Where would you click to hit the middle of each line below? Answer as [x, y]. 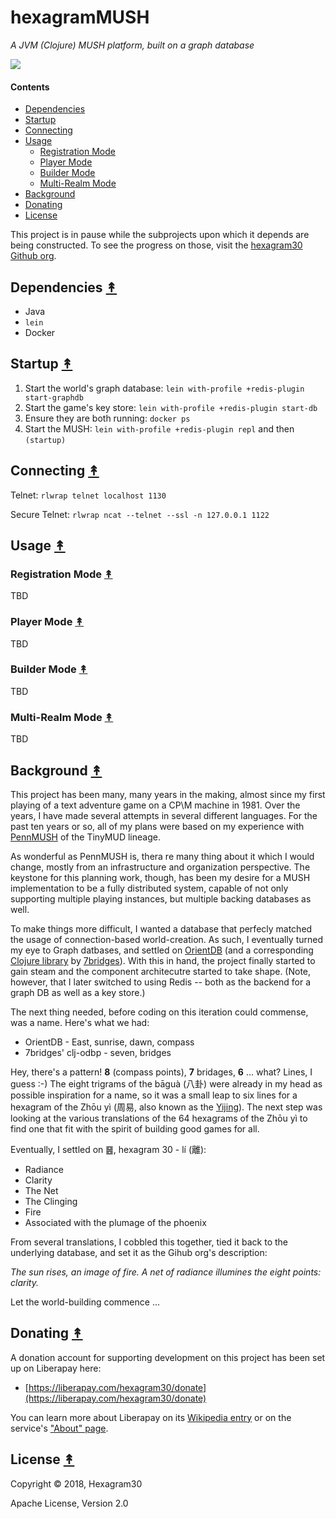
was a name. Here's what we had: [80, 1022]
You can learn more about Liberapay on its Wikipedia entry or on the [151, 1417]
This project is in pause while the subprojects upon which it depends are [160, 235]
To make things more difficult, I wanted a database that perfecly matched [161, 928]
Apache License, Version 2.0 [69, 1503]
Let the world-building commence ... [85, 1302]
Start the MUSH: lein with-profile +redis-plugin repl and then [159, 428]
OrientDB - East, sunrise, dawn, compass [109, 1042]
